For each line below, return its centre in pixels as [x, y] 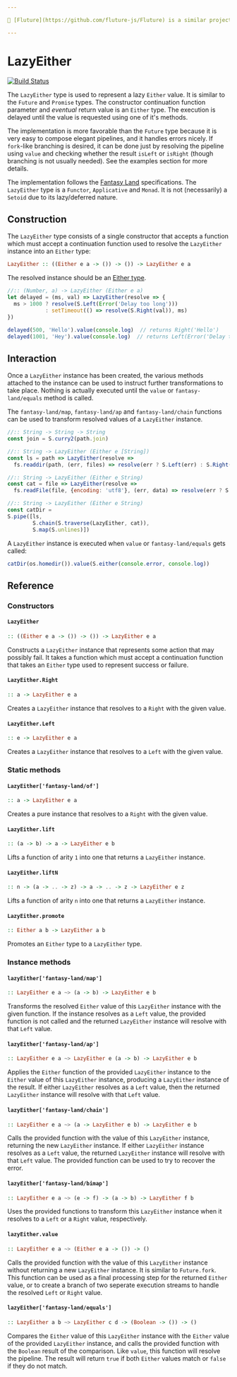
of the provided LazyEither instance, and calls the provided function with [114, 1343]
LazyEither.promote [36, 916]
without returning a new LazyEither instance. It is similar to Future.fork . [112, 1269]
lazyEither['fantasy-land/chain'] [58, 1110]
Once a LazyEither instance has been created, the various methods [105, 376]
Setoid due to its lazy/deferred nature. [62, 197]
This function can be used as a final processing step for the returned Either [117, 1277]
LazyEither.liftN [33, 873]
